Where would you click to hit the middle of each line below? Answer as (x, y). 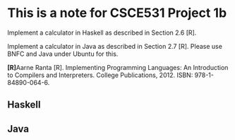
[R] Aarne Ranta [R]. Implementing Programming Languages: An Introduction (118, 67)
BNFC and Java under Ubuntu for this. (63, 54)
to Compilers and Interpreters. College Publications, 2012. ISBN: (100, 75)
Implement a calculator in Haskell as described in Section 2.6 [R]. (102, 33)
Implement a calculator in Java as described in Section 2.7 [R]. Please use (115, 46)
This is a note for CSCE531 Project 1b (117, 13)
